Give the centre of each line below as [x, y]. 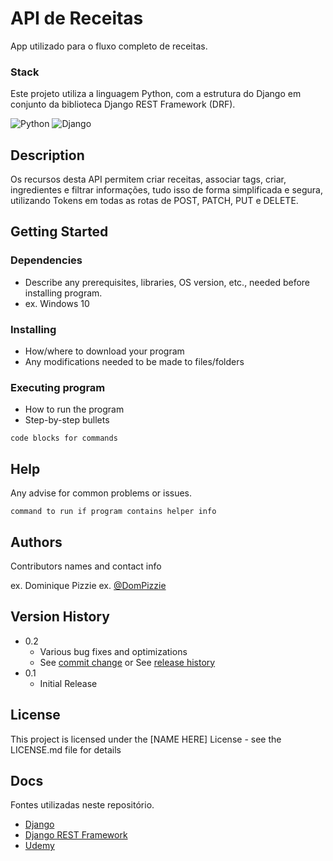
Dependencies [46, 260]
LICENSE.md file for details [66, 749]
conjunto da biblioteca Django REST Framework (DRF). [123, 104]
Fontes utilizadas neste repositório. [82, 805]
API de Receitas [77, 18]
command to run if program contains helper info [113, 512]
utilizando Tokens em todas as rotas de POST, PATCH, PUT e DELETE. [154, 201]
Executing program [58, 387]
